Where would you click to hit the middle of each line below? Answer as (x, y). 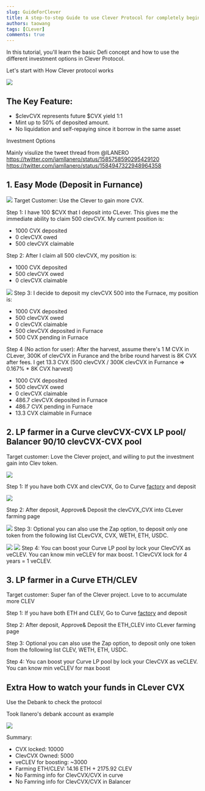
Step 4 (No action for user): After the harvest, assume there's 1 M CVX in (98, 349)
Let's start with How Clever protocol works (60, 70)
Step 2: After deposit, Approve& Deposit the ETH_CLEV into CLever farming (101, 625)
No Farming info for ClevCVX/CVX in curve (69, 775)
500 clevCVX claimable (45, 243)
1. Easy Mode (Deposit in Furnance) (75, 185)
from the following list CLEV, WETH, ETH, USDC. (67, 650)
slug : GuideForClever (34, 12)
